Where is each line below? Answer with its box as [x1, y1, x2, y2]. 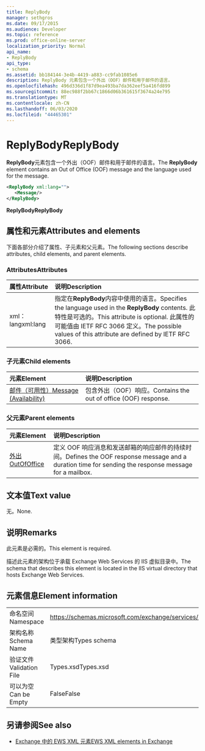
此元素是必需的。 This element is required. [6, 545, 112, 552]
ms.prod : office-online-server [6, 37, 86, 43]
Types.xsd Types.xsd [49, 663, 109, 671]
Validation [9, 663, 38, 672]
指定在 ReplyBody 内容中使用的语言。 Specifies [54, 295, 187, 303]
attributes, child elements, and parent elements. [6, 250, 126, 257]
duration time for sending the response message [53, 460, 193, 469]
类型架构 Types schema [49, 636, 117, 645]
